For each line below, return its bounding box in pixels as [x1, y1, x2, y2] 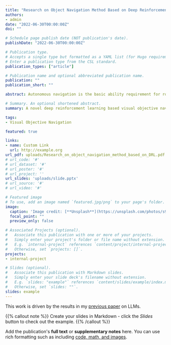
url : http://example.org [10, 147, 63, 153]
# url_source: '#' [5, 181, 44, 186]
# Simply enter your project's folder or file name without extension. [5, 237, 165, 242]
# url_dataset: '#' [5, 162, 47, 167]
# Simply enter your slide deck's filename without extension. [5, 275, 147, 280]
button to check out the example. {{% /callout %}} [5, 318, 110, 325]
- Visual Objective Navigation [5, 119, 72, 125]
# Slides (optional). [5, 265, 51, 270]
